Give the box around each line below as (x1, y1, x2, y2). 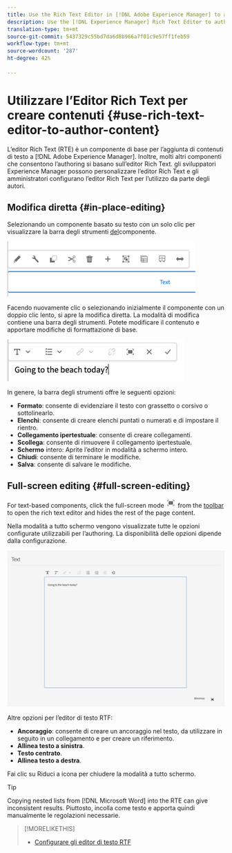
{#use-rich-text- (106, 107, 205, 123)
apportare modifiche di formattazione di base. (7, 325, 138, 334)
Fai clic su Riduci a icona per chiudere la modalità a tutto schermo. (7, 770, 196, 778)
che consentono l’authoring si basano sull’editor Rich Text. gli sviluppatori (7, 160, 216, 168)
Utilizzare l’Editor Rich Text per (7, 93, 188, 108)
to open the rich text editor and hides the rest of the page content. (7, 508, 195, 517)
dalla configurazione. (7, 537, 68, 545)
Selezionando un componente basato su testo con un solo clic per (7, 220, 195, 228)
